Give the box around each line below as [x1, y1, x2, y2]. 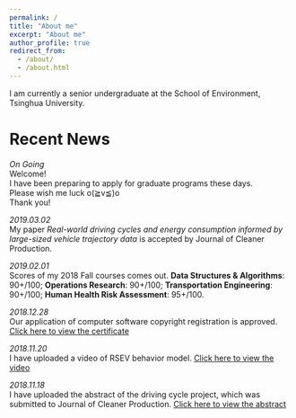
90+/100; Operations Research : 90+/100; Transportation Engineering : [9, 280, 274, 290]
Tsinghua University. [9, 97, 85, 108]
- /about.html [17, 64, 70, 73]
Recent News [9, 129, 110, 149]
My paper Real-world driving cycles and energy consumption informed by [9, 224, 283, 235]
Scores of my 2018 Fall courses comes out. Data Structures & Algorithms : [9, 270, 285, 280]
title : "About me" [9, 22, 78, 31]
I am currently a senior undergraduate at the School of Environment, [9, 87, 261, 99]
